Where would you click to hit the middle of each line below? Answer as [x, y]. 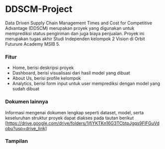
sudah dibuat [26, 89]
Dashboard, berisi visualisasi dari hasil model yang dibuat [71, 73]
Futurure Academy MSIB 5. [33, 44]
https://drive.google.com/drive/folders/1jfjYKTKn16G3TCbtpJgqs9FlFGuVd [83, 123]
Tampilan [17, 141]
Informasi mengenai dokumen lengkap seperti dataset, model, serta [75, 112]
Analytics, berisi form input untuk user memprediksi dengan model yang [86, 83]
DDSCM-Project [39, 9]
